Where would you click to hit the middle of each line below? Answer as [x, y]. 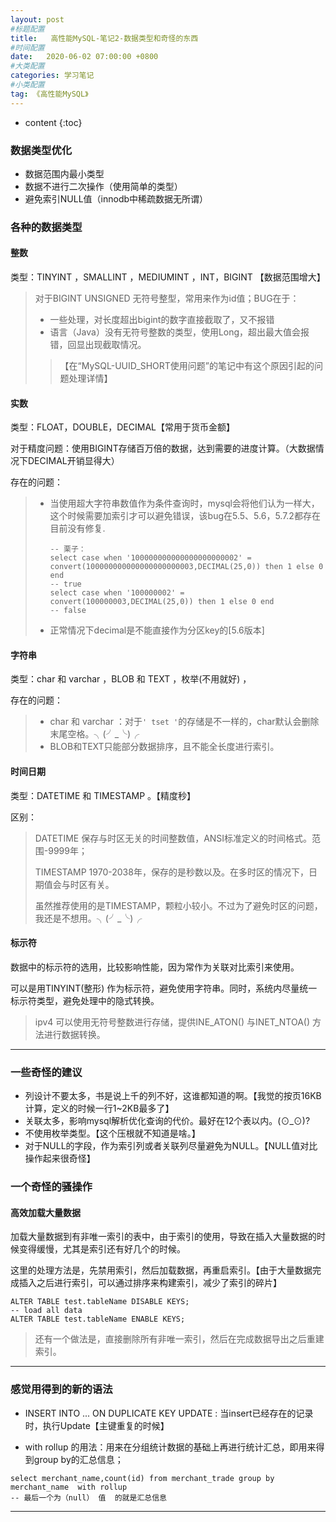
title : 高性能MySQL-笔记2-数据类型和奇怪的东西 [104, 38]
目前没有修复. [77, 528]
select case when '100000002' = [117, 593]
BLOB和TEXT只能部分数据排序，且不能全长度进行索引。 [164, 747]
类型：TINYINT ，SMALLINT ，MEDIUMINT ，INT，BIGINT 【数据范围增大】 [168, 277]
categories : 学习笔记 [52, 76]
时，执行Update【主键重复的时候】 [97, 1425]
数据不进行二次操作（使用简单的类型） [103, 186]
